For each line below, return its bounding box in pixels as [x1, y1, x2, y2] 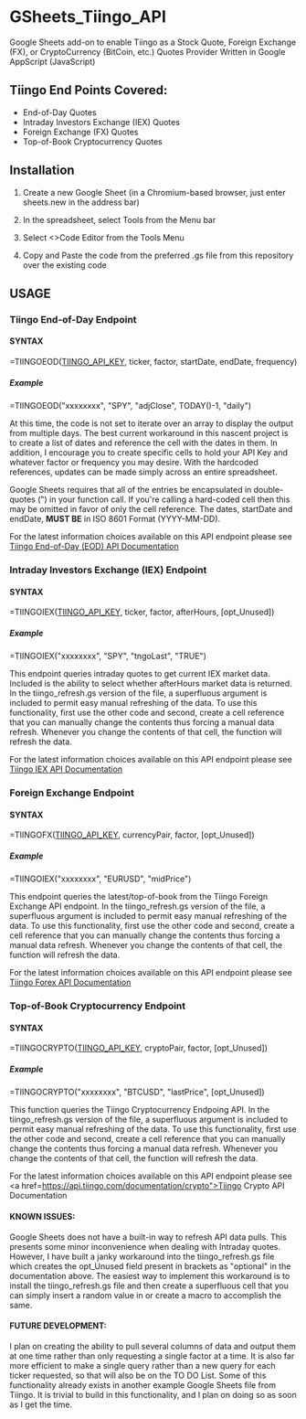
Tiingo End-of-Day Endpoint [9, 313, 137, 325]
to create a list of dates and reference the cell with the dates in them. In [9, 437, 278, 449]
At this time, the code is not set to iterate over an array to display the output [9, 418, 294, 429]
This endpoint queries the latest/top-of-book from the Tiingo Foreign [9, 891, 269, 902]
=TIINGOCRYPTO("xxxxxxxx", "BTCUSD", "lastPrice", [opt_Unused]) [9, 1086, 265, 1098]
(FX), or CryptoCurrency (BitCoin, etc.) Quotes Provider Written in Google [9, 46, 286, 57]
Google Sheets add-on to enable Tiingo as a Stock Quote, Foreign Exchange [9, 37, 297, 48]
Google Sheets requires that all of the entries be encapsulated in [9, 485, 252, 496]
